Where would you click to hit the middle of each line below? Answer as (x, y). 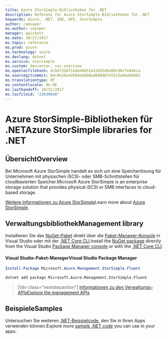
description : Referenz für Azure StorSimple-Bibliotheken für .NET (77, 15)
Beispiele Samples (34, 309)
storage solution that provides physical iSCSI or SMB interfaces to (73, 187)
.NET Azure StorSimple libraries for (79, 130)
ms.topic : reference (27, 43)
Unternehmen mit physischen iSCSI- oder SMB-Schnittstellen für (72, 176)
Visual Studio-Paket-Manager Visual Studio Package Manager (71, 258)
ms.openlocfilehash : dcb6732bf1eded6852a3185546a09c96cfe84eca (73, 71)
